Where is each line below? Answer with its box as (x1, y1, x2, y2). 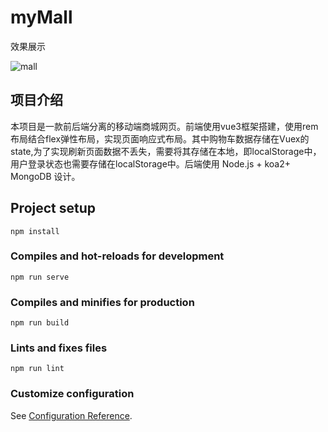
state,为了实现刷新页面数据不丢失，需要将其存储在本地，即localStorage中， (10, 145, 322, 157)
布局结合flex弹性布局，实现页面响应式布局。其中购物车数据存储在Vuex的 (10, 132, 310, 145)
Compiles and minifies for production (10, 295, 195, 309)
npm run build (10, 318, 70, 328)
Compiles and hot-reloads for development (10, 249, 225, 263)
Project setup (10, 200, 97, 217)
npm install (10, 226, 60, 236)
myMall (10, 6, 73, 29)
